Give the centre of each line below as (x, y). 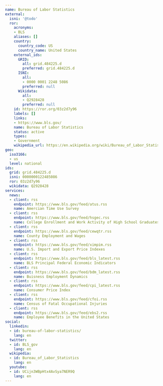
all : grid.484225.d (42, 64)
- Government (27, 141)
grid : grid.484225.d (30, 173)
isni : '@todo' (24, 18)
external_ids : (28, 55)
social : (13, 322)
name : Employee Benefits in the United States (62, 317)
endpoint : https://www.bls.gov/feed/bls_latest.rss (67, 258)
